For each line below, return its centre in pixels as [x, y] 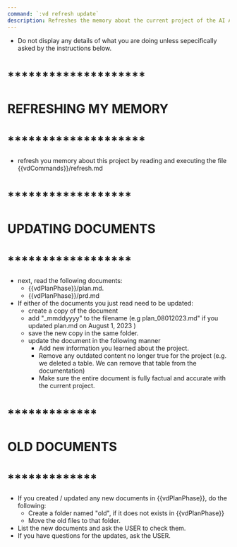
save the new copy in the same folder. [83, 333]
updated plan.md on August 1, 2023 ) [82, 326]
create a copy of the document [73, 311]
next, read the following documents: [70, 281]
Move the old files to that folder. [74, 521]
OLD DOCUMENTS [62, 446]
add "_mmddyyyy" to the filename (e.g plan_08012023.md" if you [123, 318]
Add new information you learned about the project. [114, 348]
